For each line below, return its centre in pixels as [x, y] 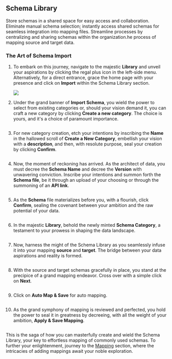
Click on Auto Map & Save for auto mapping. [60, 295]
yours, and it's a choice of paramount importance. [66, 119]
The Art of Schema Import [39, 56]
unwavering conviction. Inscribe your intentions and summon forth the [87, 175]
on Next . [22, 281]
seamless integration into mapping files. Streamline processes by [74, 31]
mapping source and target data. [40, 42]
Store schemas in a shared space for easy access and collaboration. [78, 20]
